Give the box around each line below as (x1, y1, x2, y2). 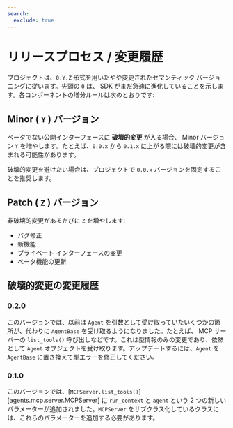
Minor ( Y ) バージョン (7, 113, 99, 125)
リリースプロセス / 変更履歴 (7, 49, 163, 65)
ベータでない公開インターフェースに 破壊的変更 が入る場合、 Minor (7, 133, 200, 142)
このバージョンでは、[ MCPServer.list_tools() (7, 388, 139, 396)
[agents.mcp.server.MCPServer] (7, 396, 100, 405)
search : (7, 10, 30, 17)
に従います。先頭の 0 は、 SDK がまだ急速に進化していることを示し (25, 82, 218, 91)
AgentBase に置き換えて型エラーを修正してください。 (7, 353, 159, 361)
